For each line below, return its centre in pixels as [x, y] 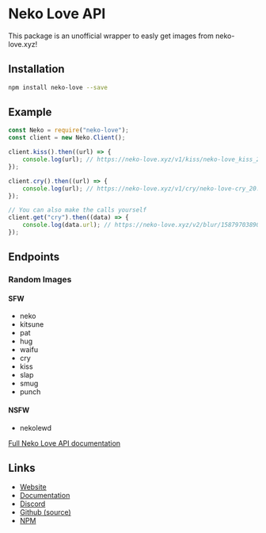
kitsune [32, 324]
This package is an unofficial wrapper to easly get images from [111, 36]
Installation [36, 69]
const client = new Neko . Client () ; [67, 138]
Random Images [40, 280]
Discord [32, 504]
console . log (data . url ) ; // [67, 225]
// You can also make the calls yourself [78, 210]
